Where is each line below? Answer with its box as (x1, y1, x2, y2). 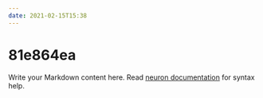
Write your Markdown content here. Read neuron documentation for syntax (8, 73, 255, 82)
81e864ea (8, 45, 77, 64)
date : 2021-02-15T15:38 (8, 11, 88, 20)
